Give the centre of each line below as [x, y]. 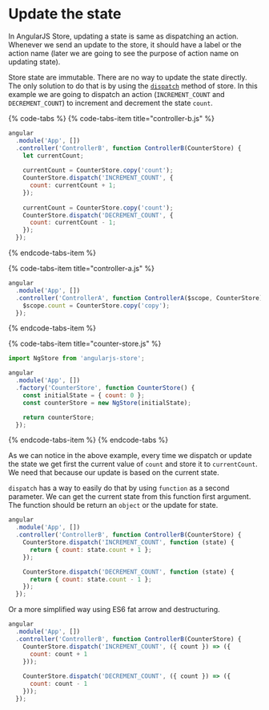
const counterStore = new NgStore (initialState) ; [107, 403]
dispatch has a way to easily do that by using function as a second [119, 488]
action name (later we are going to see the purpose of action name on [123, 53]
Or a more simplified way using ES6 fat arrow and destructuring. [114, 610]
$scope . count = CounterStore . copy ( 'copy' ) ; [96, 306]
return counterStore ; [58, 417]
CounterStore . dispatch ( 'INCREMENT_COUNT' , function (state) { [128, 542]
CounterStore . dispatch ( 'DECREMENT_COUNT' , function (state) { [128, 572]
